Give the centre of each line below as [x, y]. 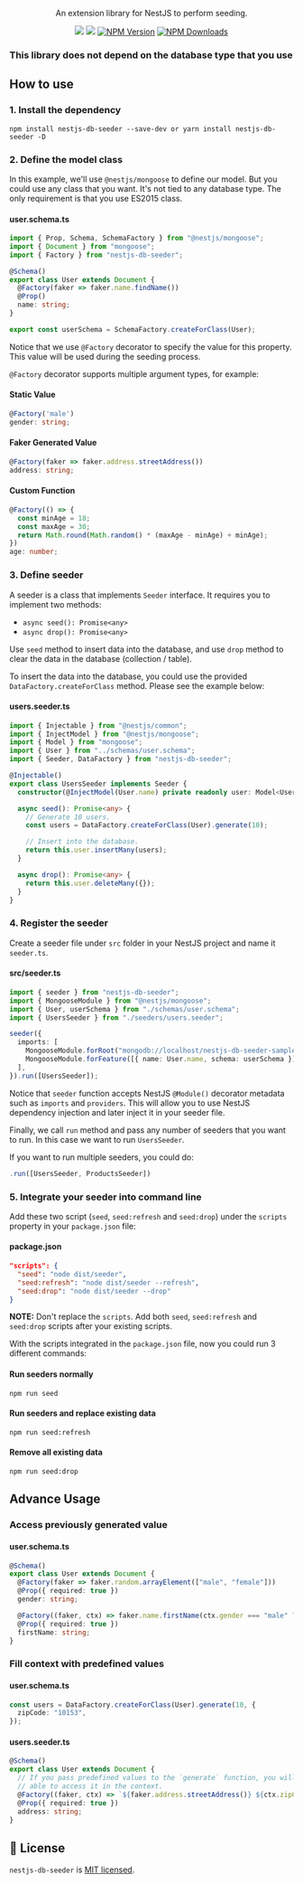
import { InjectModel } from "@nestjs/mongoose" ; [105, 734]
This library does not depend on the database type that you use [151, 55]
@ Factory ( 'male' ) [42, 414]
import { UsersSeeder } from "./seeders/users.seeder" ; [116, 1017]
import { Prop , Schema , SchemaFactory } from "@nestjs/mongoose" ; [137, 239]
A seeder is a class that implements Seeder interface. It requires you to [140, 595]
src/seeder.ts [35, 973]
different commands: [48, 1353]
